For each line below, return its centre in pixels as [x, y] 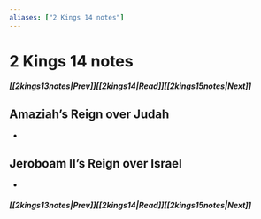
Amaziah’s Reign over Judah [89, 114]
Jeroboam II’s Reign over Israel [96, 164]
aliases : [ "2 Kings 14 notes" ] [67, 17]
